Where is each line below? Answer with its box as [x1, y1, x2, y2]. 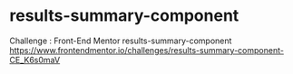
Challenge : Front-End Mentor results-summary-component [9, 35, 232, 46]
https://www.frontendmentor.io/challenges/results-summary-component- [9, 44, 284, 55]
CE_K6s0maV [9, 54, 61, 65]
